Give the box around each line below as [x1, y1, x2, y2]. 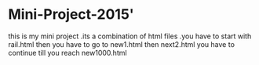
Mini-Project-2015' [8, 5, 135, 23]
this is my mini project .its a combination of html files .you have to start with [8, 31, 252, 41]
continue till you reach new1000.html [8, 48, 127, 57]
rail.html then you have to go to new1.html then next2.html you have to [8, 39, 235, 49]
